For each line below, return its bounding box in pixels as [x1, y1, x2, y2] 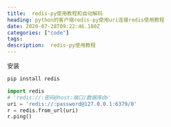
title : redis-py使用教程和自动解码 [7, 10, 103, 17]
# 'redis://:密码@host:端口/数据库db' [7, 94, 112, 101]
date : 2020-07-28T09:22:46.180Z [7, 23, 100, 30]
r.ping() [7, 113, 32, 120]
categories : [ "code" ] [7, 29, 70, 36]
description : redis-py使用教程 [7, 42, 97, 49]
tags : [7, 36, 23, 43]
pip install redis [7, 76, 60, 82]
